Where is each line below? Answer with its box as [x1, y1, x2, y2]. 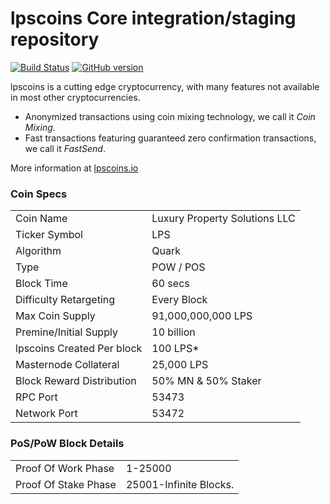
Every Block [151, 293, 208, 307]
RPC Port [15, 390, 58, 404]
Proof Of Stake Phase [15, 477, 117, 491]
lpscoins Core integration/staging [10, 7, 297, 30]
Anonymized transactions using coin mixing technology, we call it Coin [24, 110, 316, 122]
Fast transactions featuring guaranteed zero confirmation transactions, [24, 132, 317, 144]
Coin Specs [10, 187, 68, 201]
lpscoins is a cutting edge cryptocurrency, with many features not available [10, 80, 320, 92]
